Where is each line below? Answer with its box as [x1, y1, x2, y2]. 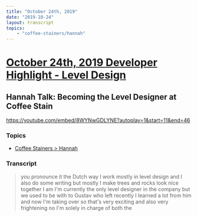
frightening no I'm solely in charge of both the [20, 204, 132, 211]
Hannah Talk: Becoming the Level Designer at [6, 92, 177, 102]
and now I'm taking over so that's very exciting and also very [20, 198, 169, 205]
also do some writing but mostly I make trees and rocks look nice [20, 179, 179, 186]
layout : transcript [6, 19, 54, 25]
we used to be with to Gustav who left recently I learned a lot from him [20, 192, 192, 199]
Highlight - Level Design [6, 68, 127, 82]
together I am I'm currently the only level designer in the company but [20, 185, 191, 192]
